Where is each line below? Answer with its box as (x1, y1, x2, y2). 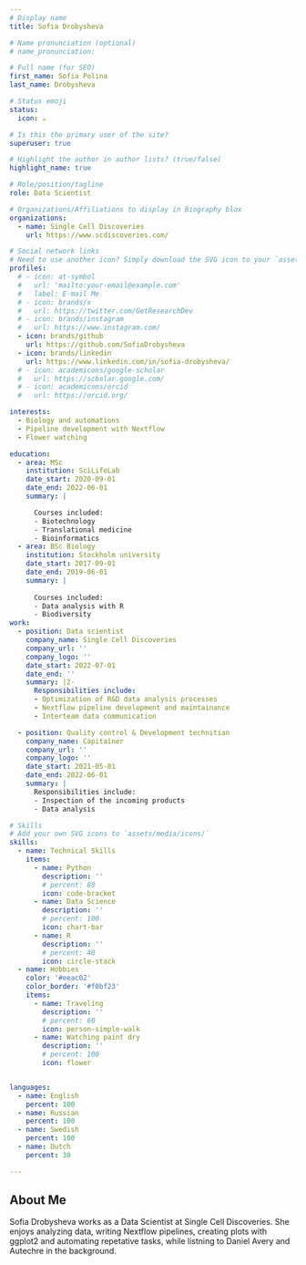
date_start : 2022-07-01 (25, 660, 117, 670)
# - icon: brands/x (17, 297, 92, 306)
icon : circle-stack (42, 957, 117, 966)
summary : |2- (25, 678, 76, 687)
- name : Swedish (17, 1125, 79, 1135)
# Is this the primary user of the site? (9, 130, 169, 140)
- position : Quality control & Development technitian (17, 728, 230, 737)
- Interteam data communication (33, 711, 157, 721)
